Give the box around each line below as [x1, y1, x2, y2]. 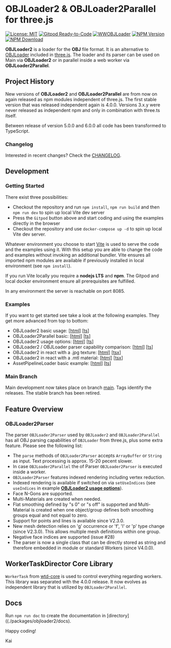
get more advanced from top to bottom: [5, 318, 88, 324]
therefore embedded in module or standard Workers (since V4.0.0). [12, 545, 155, 551]
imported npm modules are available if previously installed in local [5, 257, 144, 263]
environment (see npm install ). [5, 263, 72, 269]
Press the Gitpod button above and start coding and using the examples [12, 215, 164, 221]
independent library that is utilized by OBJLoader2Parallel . [5, 584, 127, 590]
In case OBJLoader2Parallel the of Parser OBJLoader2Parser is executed [12, 464, 162, 470]
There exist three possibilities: [5, 194, 68, 200]
